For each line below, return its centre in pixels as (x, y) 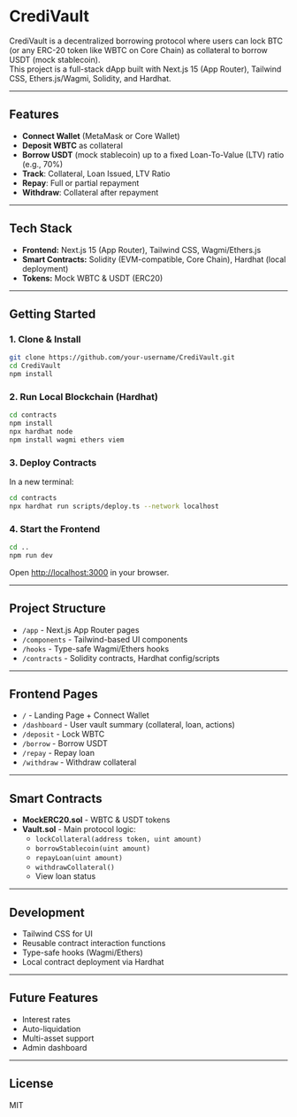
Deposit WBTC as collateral (72, 145)
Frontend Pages (54, 693)
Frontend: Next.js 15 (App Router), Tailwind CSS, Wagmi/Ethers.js (141, 250)
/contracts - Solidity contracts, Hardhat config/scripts (121, 658)
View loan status (65, 876)
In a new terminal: (42, 481)
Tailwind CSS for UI (57, 934)
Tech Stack (41, 229)
